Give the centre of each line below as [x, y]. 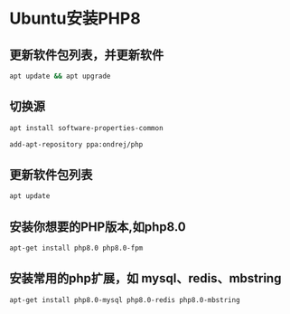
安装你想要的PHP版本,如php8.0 [98, 227]
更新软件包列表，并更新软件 [87, 55]
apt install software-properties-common [87, 128]
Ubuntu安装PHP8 [75, 19]
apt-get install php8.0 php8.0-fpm [76, 248]
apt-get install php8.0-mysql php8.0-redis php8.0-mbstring [125, 300]
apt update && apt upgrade [60, 76]
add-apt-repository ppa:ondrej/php [76, 144]
